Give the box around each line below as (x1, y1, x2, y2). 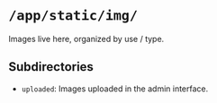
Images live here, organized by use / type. (8, 33, 165, 44)
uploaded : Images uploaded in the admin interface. (21, 83, 209, 94)
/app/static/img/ (8, 7, 139, 24)
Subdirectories (8, 59, 94, 74)
